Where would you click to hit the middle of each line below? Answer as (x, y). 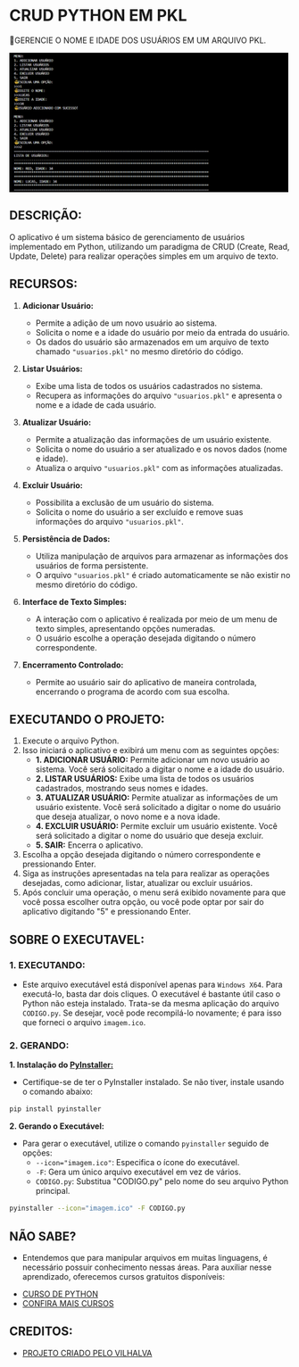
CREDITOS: (41, 1332)
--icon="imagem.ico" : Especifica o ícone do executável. (137, 1163)
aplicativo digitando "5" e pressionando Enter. (107, 912)
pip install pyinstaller (55, 1109)
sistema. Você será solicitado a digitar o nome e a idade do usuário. (160, 769)
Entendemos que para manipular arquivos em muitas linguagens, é (145, 1257)
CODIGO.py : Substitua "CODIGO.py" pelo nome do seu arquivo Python (162, 1181)
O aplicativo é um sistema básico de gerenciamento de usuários (127, 236)
